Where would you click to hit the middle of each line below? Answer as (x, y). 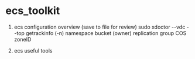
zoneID (23, 39)
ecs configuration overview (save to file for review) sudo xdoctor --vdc (100, 27)
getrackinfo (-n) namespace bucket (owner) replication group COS (106, 33)
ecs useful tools (33, 50)
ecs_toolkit (33, 11)
